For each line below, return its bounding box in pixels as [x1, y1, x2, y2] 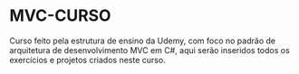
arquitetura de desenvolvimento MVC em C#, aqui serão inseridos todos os [9, 44, 290, 55]
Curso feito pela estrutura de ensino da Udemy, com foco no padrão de [9, 35, 276, 46]
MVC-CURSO [9, 5, 111, 26]
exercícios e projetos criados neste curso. [9, 54, 166, 65]
